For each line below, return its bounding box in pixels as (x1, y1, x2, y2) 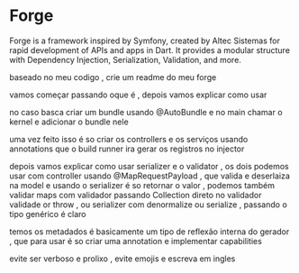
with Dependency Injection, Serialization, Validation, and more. (9, 54, 241, 65)
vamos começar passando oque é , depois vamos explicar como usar (9, 89, 267, 100)
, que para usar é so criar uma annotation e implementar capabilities (9, 235, 263, 246)
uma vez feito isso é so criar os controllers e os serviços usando (9, 133, 249, 144)
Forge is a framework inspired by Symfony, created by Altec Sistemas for (9, 35, 281, 46)
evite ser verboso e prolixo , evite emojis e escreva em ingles (9, 253, 236, 264)
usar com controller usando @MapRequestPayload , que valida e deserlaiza (9, 170, 291, 181)
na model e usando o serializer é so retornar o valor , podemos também (9, 179, 275, 190)
